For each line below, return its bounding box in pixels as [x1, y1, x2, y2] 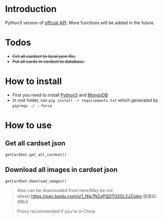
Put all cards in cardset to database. [12, 58, 85, 64]
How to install [5, 76, 62, 87]
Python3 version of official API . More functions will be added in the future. [5, 20, 155, 26]
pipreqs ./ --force [12, 103, 53, 108]
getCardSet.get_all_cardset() [5, 152, 67, 157]
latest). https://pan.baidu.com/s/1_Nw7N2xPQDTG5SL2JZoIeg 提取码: [17, 193, 158, 199]
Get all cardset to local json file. [12, 53, 76, 59]
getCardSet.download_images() [5, 179, 67, 184]
